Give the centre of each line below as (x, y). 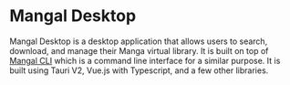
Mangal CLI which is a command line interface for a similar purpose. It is (145, 60)
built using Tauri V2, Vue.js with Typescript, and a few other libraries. (139, 70)
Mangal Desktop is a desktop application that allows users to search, (139, 41)
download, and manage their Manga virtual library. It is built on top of (139, 50)
